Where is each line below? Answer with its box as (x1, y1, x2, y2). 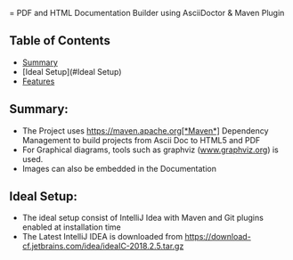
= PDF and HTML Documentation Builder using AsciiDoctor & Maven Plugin (9, 8, 285, 18)
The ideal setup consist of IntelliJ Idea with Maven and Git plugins (21, 213, 265, 223)
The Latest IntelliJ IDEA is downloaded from (21, 232, 183, 242)
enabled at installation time (21, 222, 122, 232)
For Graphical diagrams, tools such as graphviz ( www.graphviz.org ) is (21, 144, 279, 155)
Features (21, 76, 55, 86)
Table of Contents (9, 33, 111, 48)
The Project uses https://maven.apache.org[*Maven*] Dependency (21, 125, 269, 136)
